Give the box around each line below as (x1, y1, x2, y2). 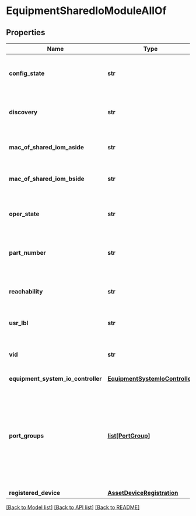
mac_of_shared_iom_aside (9, 143, 85, 151)
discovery (9, 108, 38, 116)
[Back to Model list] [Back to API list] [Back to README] (6, 504, 140, 511)
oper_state (9, 210, 40, 218)
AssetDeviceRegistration (107, 489, 178, 497)
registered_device (9, 489, 61, 497)
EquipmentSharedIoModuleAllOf (6, 4, 167, 18)
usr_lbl (9, 319, 29, 327)
